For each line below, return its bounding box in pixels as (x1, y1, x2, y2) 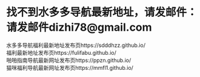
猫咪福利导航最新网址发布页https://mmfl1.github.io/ (6, 64, 133, 71)
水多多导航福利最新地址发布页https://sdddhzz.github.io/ (6, 42, 145, 49)
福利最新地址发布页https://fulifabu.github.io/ (6, 49, 117, 56)
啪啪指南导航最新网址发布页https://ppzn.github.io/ (6, 57, 132, 64)
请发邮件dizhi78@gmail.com (6, 20, 153, 34)
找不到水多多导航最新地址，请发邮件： (6, 5, 198, 19)
